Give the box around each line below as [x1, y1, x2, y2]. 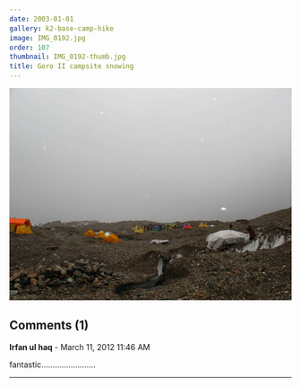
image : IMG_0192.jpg [9, 33, 87, 42]
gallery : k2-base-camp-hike [9, 23, 115, 33]
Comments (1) [9, 318, 90, 333]
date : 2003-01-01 [9, 14, 74, 23]
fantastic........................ [9, 359, 96, 370]
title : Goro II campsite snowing [9, 62, 134, 71]
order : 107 [9, 43, 50, 52]
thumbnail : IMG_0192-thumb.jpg [9, 52, 126, 62]
